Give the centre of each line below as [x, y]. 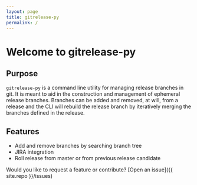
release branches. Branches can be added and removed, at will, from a [92, 100]
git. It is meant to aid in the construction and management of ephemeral [93, 94]
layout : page [22, 12]
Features [23, 132]
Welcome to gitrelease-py [71, 52]
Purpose [22, 74]
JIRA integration [34, 152]
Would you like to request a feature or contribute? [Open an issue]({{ [89, 170]
